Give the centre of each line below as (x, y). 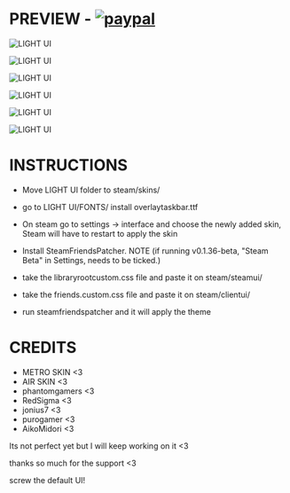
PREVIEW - (51, 19)
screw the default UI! (47, 480)
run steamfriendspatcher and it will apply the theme (116, 311)
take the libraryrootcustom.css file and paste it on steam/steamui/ (142, 277)
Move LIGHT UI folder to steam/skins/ (91, 190)
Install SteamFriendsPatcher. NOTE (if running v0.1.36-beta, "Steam (145, 250)
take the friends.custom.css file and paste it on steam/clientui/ (136, 294)
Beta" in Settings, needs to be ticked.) (91, 260)
